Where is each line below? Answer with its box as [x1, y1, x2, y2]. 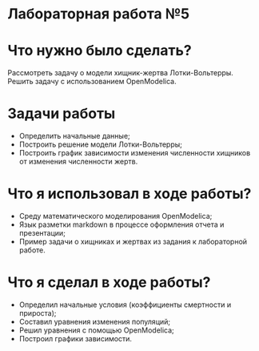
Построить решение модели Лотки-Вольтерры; [18, 139, 183, 149]
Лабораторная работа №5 [7, 5, 190, 23]
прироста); [18, 308, 57, 317]
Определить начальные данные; [18, 131, 131, 141]
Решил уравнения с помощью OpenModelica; [18, 325, 175, 335]
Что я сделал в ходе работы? [7, 273, 211, 292]
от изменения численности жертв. [18, 157, 138, 167]
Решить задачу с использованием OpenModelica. [7, 77, 177, 87]
